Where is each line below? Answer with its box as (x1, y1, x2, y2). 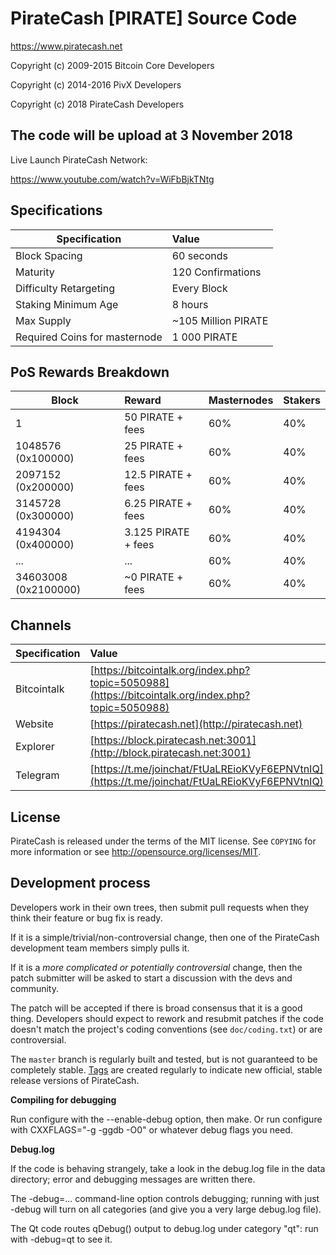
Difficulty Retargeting (15, 281, 116, 295)
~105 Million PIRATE (171, 313, 269, 327)
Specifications (10, 202, 103, 219)
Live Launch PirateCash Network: (10, 153, 148, 166)
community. (10, 982, 59, 994)
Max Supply (15, 313, 72, 327)
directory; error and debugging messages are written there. (10, 1173, 256, 1185)
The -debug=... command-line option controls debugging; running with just (10, 1192, 320, 1204)
